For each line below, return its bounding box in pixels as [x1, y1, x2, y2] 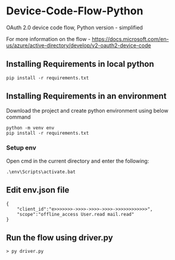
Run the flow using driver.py [6, 233, 113, 243]
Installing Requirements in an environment [6, 91, 167, 101]
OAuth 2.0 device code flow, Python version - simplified [6, 24, 143, 31]
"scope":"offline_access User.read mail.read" [17, 211, 135, 217]
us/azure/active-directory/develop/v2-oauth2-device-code [6, 42, 151, 49]
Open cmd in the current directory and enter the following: [6, 157, 149, 165]
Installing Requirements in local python [6, 59, 155, 69]
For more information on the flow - [6, 35, 91, 42]
